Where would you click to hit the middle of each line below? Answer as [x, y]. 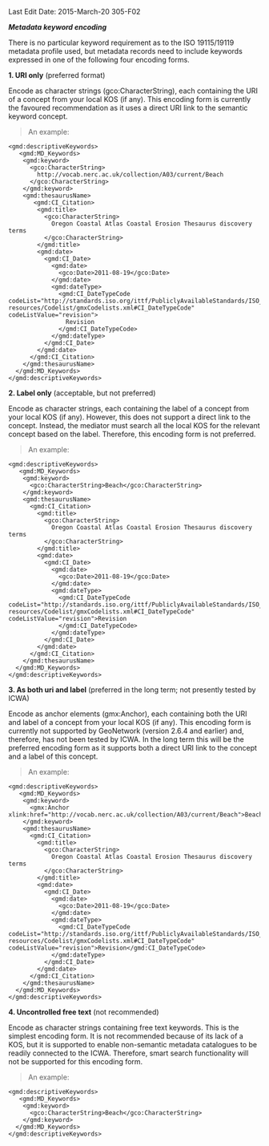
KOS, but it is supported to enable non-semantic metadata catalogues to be [133, 1045]
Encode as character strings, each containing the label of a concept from [129, 409]
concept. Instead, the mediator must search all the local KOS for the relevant [134, 425]
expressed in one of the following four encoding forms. [99, 60]
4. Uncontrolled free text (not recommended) [84, 1012]
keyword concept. [38, 116]
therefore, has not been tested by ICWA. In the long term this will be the [126, 739]
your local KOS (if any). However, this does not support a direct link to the [129, 417]
